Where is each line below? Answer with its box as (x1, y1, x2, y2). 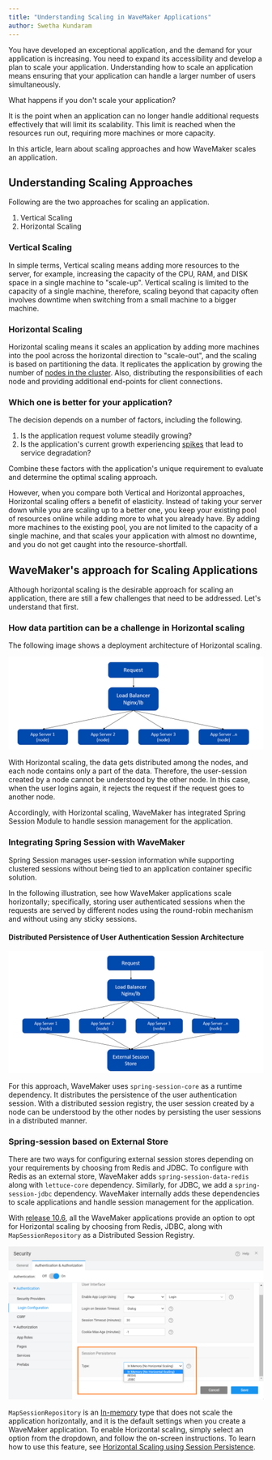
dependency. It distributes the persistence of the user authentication (8, 1090, 237, 1100)
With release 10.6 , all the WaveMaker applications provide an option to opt (8, 1213, 255, 1223)
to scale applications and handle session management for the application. (8, 1197, 254, 1207)
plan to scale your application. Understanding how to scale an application (8, 62, 253, 72)
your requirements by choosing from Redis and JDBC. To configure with (8, 1163, 249, 1173)
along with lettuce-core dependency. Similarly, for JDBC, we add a (8, 1180, 233, 1190)
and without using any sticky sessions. (8, 914, 138, 923)
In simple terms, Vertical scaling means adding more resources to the (8, 260, 240, 270)
